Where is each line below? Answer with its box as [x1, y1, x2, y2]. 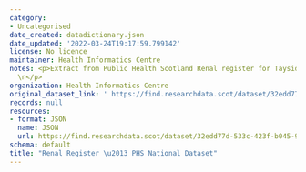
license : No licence [9, 47, 88, 56]
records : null [9, 97, 64, 107]
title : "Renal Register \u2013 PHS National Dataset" [9, 148, 219, 157]
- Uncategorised [9, 22, 71, 31]
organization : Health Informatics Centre [9, 81, 169, 90]
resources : [9, 106, 51, 116]
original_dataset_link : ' [9, 89, 107, 98]
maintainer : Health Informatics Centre [9, 56, 161, 65]
